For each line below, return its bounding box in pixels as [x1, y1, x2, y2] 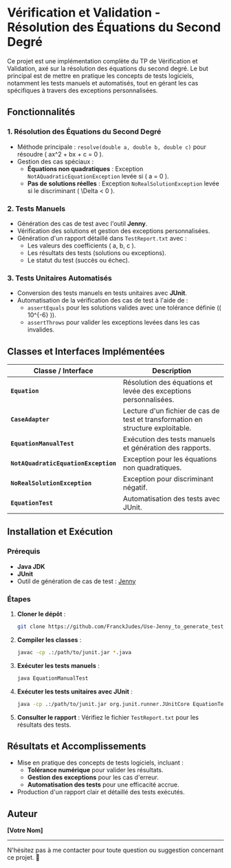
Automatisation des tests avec [122, 494, 221, 504]
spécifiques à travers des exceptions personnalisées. [7, 86, 158, 94]
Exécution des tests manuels [122, 434, 216, 444]
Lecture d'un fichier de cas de [122, 406, 220, 416]
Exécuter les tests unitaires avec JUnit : [16, 687, 133, 696]
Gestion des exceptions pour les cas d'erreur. [27, 774, 159, 782]
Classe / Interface [33, 366, 94, 376]
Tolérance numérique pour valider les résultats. [27, 766, 164, 774]
